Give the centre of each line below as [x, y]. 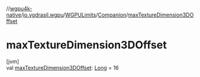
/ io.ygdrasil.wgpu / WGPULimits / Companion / [74, 15]
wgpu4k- [21, 9]
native [14, 15]
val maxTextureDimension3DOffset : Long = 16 [63, 68]
